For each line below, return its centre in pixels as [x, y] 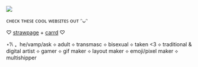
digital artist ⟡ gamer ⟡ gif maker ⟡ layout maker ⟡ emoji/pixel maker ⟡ [92, 51]
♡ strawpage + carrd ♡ [36, 32]
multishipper [21, 58]
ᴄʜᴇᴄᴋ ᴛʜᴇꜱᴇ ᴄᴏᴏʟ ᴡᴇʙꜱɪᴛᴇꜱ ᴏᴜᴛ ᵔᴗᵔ [47, 20]
